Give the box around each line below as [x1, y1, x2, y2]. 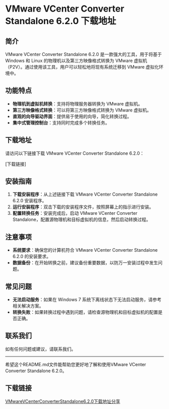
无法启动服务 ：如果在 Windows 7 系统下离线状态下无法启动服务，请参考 [12, 297, 162, 303]
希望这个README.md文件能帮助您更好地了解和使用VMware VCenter [5, 361, 146, 367]
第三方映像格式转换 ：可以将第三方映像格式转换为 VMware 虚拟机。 [12, 107, 152, 113]
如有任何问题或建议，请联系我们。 [5, 346, 76, 352]
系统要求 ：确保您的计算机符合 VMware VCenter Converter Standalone [12, 247, 158, 253]
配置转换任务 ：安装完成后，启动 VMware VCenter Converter [12, 210, 137, 216]
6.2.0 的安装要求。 [12, 253, 51, 260]
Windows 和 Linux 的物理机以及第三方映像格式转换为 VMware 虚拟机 [5, 57, 147, 64]
